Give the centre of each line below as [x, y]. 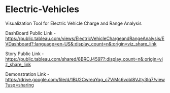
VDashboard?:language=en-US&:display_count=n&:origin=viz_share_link [81, 43]
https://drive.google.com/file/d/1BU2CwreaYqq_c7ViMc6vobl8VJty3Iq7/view [85, 79]
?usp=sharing [20, 85]
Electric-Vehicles [42, 9]
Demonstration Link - [27, 74]
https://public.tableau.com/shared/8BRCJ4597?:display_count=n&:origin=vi [84, 59]
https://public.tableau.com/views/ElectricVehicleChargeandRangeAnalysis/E [85, 38]
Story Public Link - [25, 54]
